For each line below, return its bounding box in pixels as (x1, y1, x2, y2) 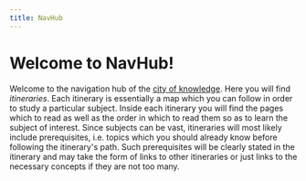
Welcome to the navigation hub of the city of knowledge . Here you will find (9, 83, 290, 94)
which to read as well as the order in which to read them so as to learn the (9, 112, 289, 123)
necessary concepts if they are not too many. (9, 161, 180, 172)
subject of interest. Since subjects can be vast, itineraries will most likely (9, 122, 282, 133)
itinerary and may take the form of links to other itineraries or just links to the (9, 151, 298, 162)
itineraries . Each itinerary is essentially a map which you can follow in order (9, 92, 293, 103)
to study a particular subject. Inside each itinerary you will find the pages (9, 102, 284, 113)
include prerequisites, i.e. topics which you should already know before (9, 132, 278, 143)
